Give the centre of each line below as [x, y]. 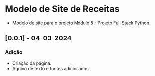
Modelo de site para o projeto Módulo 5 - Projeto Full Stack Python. [81, 23]
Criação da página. [32, 63]
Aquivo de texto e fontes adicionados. [51, 68]
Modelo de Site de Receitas [62, 9]
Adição [14, 52]
